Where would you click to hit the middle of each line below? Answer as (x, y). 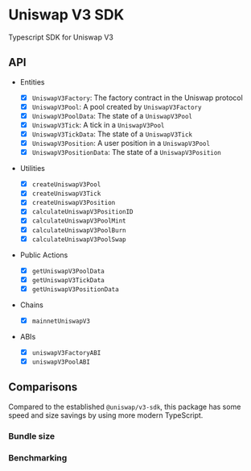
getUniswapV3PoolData (68, 271)
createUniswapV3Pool (66, 185)
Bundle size (31, 436)
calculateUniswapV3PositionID (83, 212)
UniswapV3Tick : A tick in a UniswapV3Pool (98, 125)
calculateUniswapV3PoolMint (79, 221)
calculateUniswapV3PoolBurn (79, 230)
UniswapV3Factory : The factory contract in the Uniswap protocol (137, 98)
